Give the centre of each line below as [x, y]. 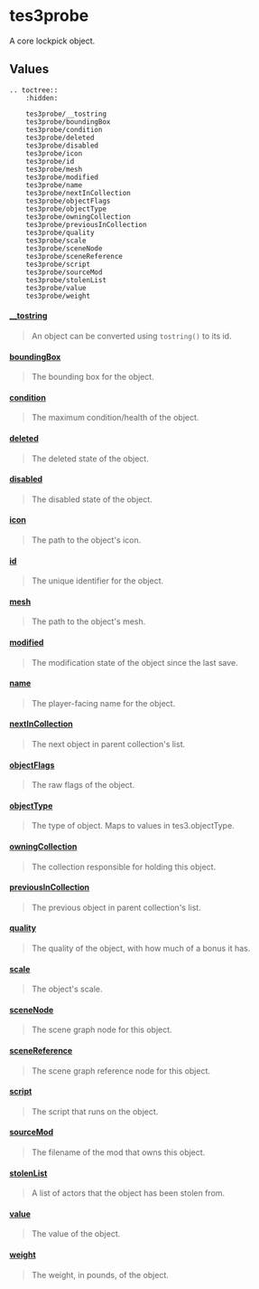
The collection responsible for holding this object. [124, 867]
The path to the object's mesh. [88, 621]
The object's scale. [67, 989]
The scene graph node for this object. [102, 1030]
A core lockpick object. [52, 41]
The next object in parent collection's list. [108, 744]
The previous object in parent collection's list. [116, 907]
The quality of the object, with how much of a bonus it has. [141, 948]
